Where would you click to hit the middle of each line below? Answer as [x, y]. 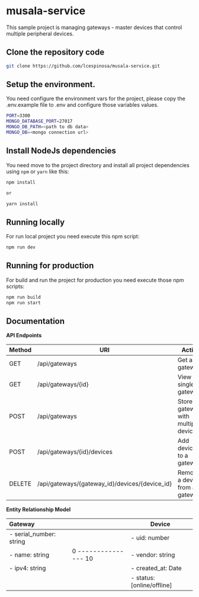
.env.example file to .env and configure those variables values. [82, 105]
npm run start [24, 303]
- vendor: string [153, 555]
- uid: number [150, 538]
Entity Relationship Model [38, 510]
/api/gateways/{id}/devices [75, 452]
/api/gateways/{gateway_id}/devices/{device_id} [105, 484]
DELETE [20, 484]
